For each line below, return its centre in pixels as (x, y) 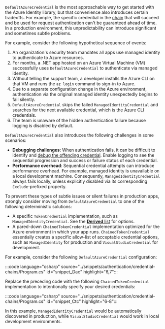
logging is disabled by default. (43, 126)
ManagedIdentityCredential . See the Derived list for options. (73, 221)
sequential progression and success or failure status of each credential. (85, 160)
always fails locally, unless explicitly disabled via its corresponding (80, 181)
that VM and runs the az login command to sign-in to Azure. (74, 84)
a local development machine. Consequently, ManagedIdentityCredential (86, 176)
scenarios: (16, 140)
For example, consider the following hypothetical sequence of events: (76, 43)
